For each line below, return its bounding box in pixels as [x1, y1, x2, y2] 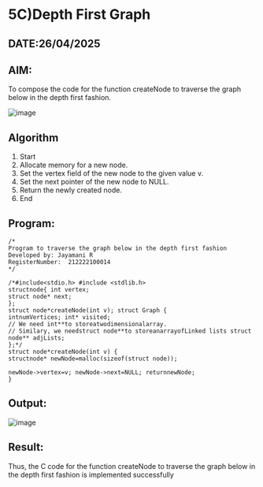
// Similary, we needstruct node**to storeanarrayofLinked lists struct [8, 327, 252, 336]
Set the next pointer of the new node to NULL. [19, 177, 169, 187]
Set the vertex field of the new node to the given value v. [19, 169, 203, 178]
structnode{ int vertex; [8, 286, 90, 294]
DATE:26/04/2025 [8, 37, 101, 50]
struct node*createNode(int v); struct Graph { [8, 307, 168, 314]
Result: [8, 441, 44, 454]
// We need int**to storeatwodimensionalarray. [8, 321, 168, 329]
